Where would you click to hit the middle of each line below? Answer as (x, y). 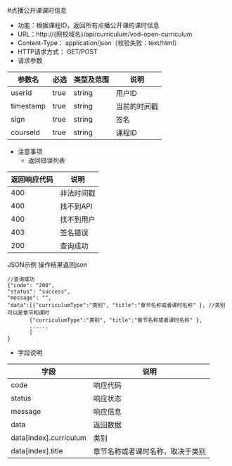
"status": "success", (39, 291)
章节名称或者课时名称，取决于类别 (149, 451)
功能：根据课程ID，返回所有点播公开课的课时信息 (88, 25)
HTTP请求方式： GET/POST (57, 52)
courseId (26, 132)
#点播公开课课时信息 (37, 10)
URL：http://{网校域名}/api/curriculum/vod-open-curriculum (105, 34)
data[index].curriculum (49, 437)
